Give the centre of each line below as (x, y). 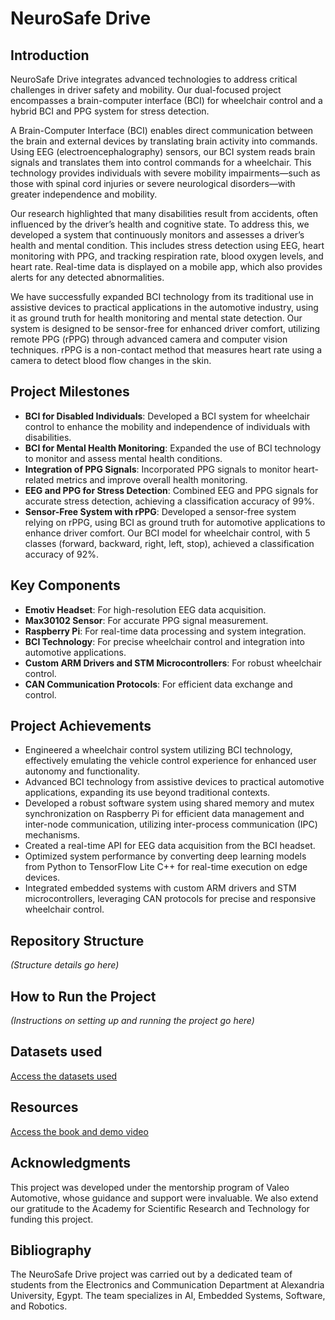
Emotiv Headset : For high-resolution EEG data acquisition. (145, 609)
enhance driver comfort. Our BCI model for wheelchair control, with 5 (167, 533)
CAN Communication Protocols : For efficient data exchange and (158, 684)
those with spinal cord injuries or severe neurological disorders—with (153, 183)
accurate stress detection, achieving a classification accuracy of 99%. (169, 501)
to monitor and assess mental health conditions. (123, 458)
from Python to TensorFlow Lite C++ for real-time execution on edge (166, 867)
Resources (44, 1107)
